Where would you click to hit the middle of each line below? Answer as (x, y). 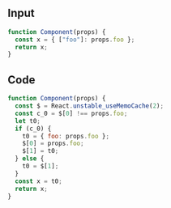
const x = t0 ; (38, 181)
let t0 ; (28, 121)
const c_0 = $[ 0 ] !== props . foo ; (71, 113)
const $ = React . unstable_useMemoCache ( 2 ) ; (89, 106)
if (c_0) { (33, 129)
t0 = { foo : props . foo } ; (66, 136)
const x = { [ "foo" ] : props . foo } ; (75, 40)
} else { (30, 159)
